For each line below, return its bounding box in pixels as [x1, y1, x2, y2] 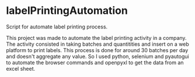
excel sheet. [6, 65, 36, 72]
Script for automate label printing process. [6, 23, 108, 30]
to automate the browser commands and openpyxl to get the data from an [6, 59, 184, 66]
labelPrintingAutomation [6, 4, 128, 17]
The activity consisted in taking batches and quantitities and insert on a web [6, 41, 190, 47]
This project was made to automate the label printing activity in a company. [6, 34, 187, 41]
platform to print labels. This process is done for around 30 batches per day [6, 46, 189, 53]
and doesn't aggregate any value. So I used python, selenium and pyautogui [6, 53, 190, 60]
